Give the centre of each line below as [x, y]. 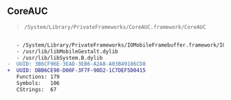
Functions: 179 [38, 77]
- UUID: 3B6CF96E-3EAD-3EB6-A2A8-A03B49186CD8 [77, 64]
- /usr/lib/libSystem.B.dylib [59, 58]
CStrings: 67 [36, 89]
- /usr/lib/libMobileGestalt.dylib [67, 51]
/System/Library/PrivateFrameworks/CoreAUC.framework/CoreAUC [115, 27]
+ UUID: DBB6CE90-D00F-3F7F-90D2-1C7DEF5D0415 [77, 71]
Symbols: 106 [38, 84]
